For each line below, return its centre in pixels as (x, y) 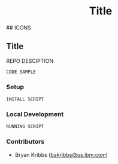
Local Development (35, 114)
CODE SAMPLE (21, 72)
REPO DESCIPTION (30, 60)
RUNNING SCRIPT (25, 127)
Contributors (25, 142)
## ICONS (19, 28)
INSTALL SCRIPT (25, 99)
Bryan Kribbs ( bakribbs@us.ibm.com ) (61, 154)
